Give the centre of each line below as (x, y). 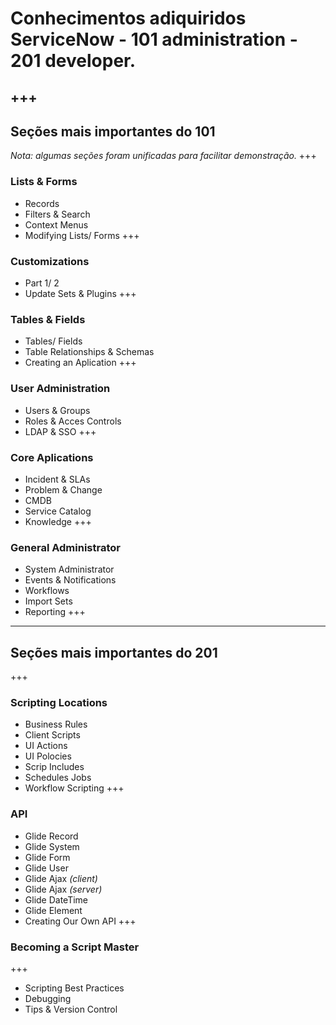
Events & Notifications (70, 580)
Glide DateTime (56, 899)
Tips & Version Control (71, 1009)
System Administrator (69, 569)
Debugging (48, 998)
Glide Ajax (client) (61, 878)
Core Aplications (52, 457)
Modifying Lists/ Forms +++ (82, 235)
